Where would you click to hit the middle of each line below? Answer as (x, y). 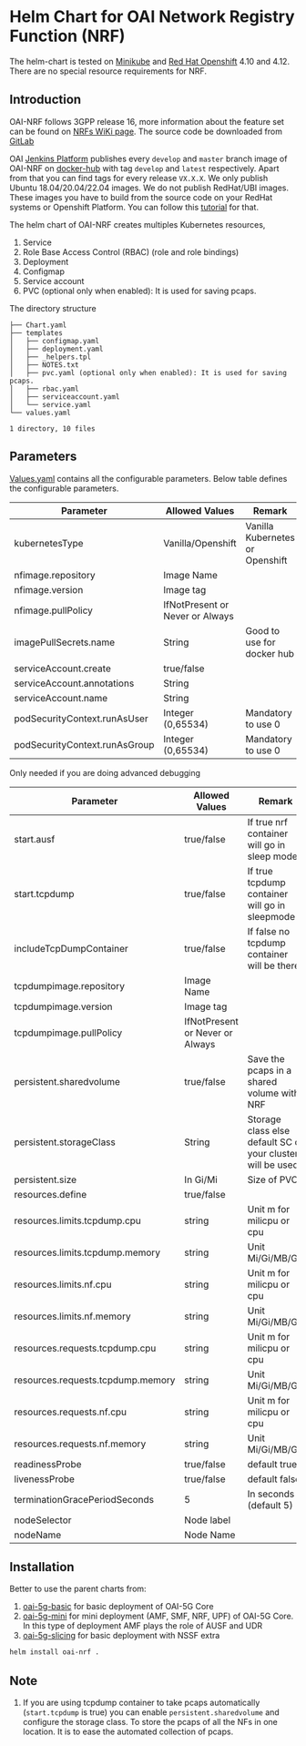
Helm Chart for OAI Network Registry (152, 17)
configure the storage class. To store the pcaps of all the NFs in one (150, 1722)
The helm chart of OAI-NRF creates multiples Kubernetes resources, (138, 224)
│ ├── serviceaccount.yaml (65, 397)
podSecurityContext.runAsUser (81, 719)
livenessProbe (45, 1479)
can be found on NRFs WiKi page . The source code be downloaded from (146, 131)
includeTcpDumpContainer (71, 948)
